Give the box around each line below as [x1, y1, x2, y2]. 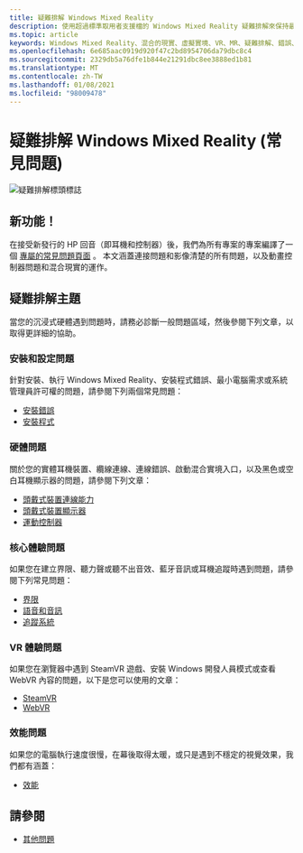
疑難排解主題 [9, 291, 81, 306]
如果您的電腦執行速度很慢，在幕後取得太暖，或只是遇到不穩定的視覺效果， [9, 748, 286, 759]
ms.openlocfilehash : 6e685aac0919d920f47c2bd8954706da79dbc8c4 [9, 47, 252, 56]
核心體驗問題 [9, 541, 66, 553]
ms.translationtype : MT [9, 64, 99, 73]
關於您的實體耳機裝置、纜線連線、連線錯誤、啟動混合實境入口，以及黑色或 [9, 463, 286, 474]
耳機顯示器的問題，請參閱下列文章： [16, 475, 151, 486]
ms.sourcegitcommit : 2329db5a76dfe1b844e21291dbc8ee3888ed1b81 [9, 55, 252, 64]
